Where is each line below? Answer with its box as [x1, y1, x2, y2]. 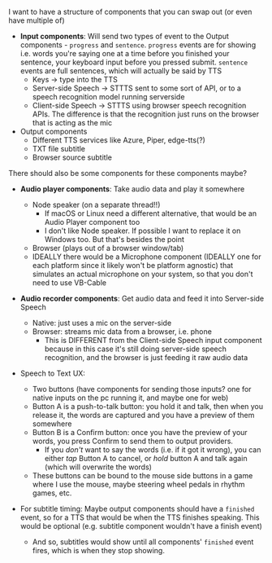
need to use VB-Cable [32, 278, 107, 288]
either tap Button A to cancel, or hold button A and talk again [44, 454, 248, 463]
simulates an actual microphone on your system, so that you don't [32, 269, 253, 279]
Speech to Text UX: [19, 368, 85, 378]
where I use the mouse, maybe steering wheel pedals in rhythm [32, 480, 245, 489]
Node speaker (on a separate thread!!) [32, 200, 161, 209]
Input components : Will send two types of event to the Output [19, 32, 230, 41]
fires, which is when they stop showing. [32, 546, 165, 555]
